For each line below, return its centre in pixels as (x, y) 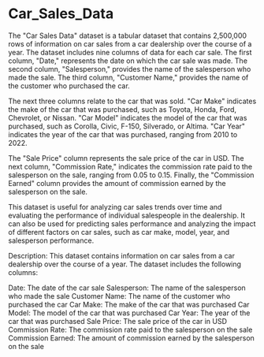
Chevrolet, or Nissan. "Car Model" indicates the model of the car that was (128, 117)
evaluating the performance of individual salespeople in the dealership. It (127, 215)
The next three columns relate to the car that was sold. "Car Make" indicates (132, 101)
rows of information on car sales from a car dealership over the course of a (130, 43)
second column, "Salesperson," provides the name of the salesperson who (130, 69)
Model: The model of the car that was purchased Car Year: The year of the (129, 313)
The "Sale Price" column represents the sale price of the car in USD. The (126, 158)
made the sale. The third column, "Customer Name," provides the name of (128, 77)
